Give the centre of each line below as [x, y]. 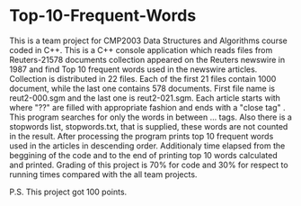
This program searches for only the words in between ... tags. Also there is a [150, 117]
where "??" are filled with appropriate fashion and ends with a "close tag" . [147, 107]
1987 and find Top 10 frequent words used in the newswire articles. [133, 69]
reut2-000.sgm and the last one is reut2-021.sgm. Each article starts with [145, 98]
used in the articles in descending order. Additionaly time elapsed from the [147, 146]
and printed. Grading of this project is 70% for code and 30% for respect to [149, 165]
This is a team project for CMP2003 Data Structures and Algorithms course [148, 40]
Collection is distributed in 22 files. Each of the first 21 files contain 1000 [143, 78]
